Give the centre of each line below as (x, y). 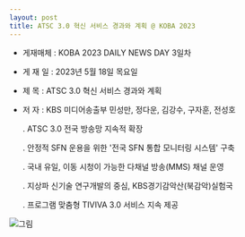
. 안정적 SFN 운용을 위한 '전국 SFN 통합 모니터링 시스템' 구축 (128, 148)
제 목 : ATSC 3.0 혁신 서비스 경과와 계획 (92, 90)
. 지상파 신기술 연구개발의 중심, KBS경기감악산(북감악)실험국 (127, 185)
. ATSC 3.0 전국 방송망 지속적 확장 (83, 128)
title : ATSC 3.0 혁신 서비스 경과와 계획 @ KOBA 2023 (102, 26)
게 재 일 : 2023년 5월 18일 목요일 (80, 72)
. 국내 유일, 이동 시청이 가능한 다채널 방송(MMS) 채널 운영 (123, 166)
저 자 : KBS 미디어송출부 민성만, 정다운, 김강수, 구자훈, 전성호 (129, 109)
